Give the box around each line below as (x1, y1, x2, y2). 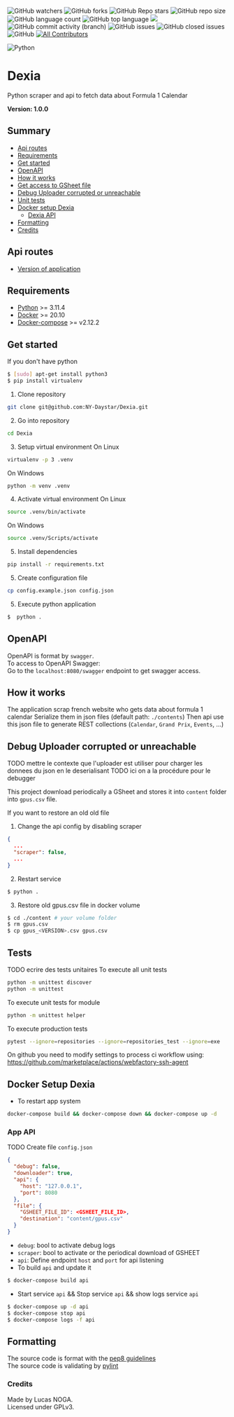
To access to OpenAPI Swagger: (7, 659, 101, 667)
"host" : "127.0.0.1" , (20, 1182, 82, 1190)
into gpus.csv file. (7, 795, 57, 804)
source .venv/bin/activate (7, 508, 86, 515)
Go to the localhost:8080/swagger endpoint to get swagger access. (7, 666, 201, 674)
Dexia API (27, 210, 56, 219)
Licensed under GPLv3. (7, 1402, 75, 1411)
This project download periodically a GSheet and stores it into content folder (7, 787, 227, 796)
